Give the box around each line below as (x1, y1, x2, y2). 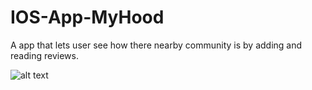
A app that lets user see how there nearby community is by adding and (10, 39, 303, 51)
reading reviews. (10, 49, 79, 61)
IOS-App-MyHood (10, 6, 165, 29)
